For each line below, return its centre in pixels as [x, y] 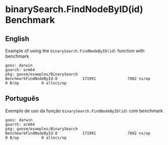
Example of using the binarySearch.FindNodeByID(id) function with [75, 51]
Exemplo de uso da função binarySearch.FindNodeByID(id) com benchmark [84, 111]
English [17, 39]
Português [22, 99]
